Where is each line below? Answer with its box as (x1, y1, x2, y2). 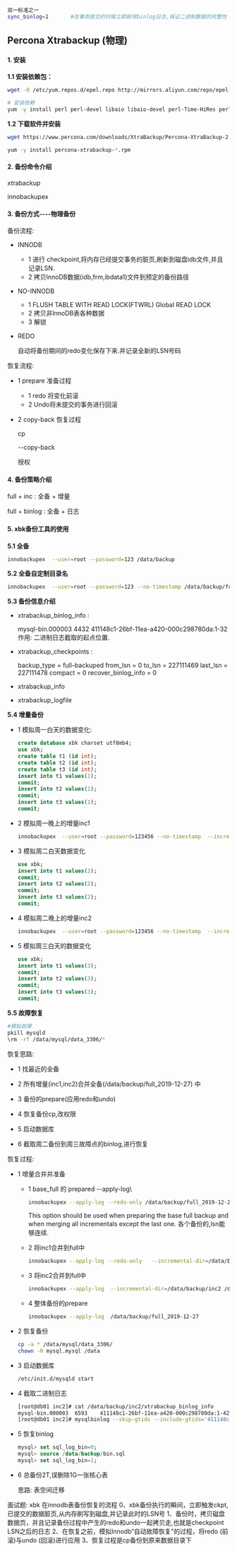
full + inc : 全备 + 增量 (7, 492, 71, 501)
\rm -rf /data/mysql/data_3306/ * (7, 1036, 106, 1043)
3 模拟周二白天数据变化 (17, 846, 86, 855)
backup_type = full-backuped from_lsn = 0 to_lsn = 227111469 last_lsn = (17, 661, 228, 670)
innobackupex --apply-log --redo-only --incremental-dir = (28, 1257, 209, 1265)
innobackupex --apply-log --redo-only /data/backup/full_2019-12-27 (28, 1199, 234, 1206)
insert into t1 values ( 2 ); (17, 867, 97, 875)
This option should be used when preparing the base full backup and (28, 1211, 229, 1220)
